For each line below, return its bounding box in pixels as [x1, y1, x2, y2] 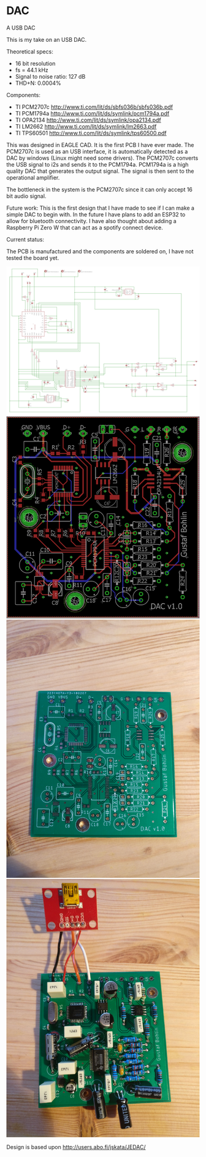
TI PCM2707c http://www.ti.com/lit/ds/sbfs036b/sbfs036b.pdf [15, 103, 174, 111]
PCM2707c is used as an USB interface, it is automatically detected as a [6, 148, 188, 155]
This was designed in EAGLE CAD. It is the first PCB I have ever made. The [6, 141, 194, 148]
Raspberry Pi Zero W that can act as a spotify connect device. [6, 224, 164, 231]
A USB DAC [6, 24, 36, 31]
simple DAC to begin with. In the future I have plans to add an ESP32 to [6, 210, 186, 218]
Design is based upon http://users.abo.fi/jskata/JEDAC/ [6, 1143, 146, 1151]
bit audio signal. [6, 192, 47, 200]
